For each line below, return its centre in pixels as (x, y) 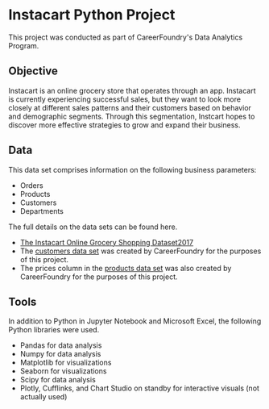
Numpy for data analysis (60, 354)
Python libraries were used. (54, 330)
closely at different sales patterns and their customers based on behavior (130, 107)
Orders (31, 185)
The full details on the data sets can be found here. (93, 227)
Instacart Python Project (92, 15)
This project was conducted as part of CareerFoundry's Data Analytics (126, 37)
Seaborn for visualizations (63, 371)
